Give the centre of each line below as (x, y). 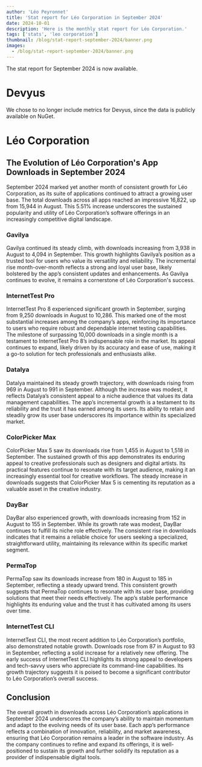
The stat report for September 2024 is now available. (72, 68)
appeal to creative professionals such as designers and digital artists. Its (96, 463)
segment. (18, 550)
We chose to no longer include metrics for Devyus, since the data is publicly (101, 110)
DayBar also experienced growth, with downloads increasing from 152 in (96, 518)
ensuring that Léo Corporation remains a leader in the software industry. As (100, 738)
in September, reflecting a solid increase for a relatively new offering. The (97, 653)
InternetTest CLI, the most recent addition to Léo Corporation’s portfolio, (96, 640)
